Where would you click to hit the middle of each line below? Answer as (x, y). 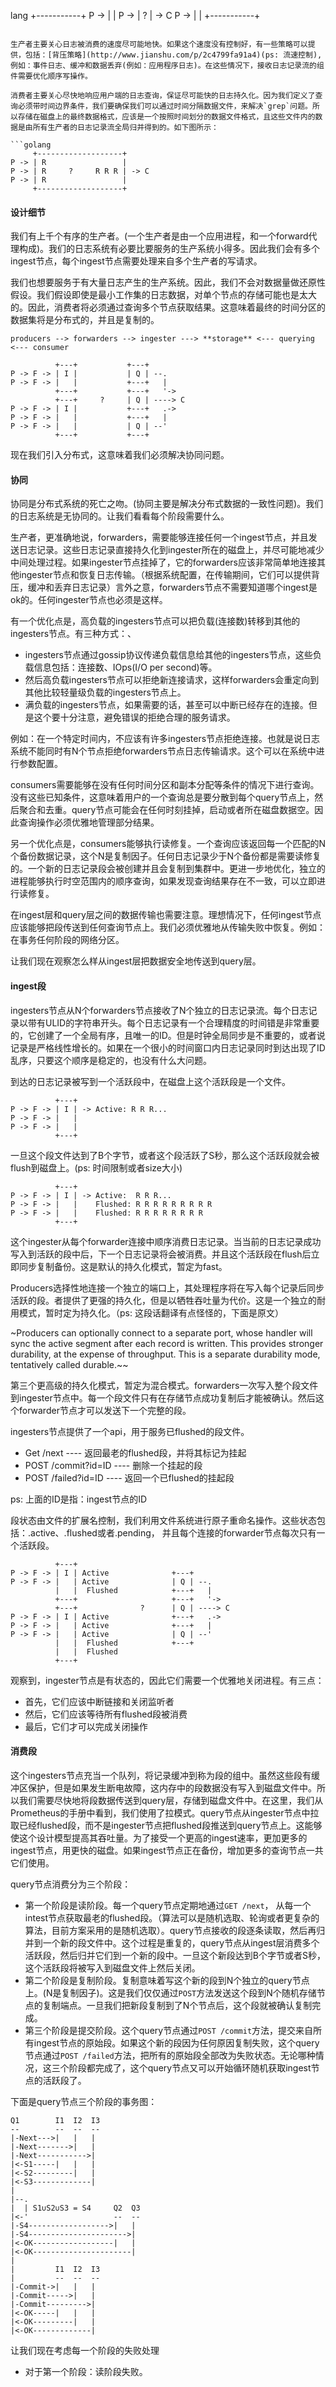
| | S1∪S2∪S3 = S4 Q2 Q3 (75, 2208)
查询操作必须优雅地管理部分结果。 (89, 822)
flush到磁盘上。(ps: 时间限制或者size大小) (96, 1167)
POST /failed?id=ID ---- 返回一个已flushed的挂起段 (129, 1477)
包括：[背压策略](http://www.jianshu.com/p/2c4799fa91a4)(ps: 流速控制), (173, 55)
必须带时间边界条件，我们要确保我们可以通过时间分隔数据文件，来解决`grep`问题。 (165, 106)
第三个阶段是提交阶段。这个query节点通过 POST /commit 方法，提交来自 (169, 2030)
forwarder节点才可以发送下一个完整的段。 (105, 1410)
